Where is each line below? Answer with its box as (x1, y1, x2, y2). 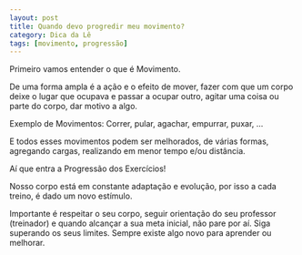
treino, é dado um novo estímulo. (9, 190, 133, 201)
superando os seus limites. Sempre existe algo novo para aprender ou (9, 228, 272, 239)
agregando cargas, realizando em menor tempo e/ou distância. (9, 146, 246, 157)
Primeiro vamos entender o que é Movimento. (9, 64, 181, 75)
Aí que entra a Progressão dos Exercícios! (9, 163, 166, 174)
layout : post (9, 13, 59, 23)
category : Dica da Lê (9, 30, 92, 39)
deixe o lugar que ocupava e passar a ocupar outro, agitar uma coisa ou (9, 91, 279, 102)
